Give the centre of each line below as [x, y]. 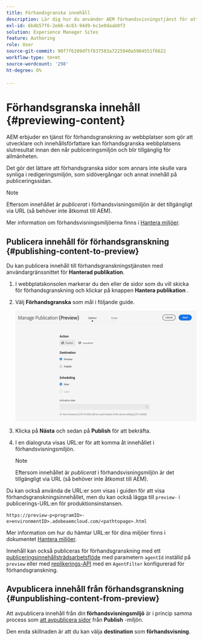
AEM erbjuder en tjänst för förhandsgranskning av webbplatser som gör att [100, 137]
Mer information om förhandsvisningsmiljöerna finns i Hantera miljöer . [93, 223]
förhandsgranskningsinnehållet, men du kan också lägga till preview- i [93, 497]
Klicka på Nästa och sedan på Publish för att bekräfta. [83, 431]
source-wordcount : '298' [37, 64]
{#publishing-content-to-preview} [73, 251]
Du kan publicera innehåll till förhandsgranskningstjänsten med [85, 266]
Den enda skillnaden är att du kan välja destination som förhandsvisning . [98, 631]
